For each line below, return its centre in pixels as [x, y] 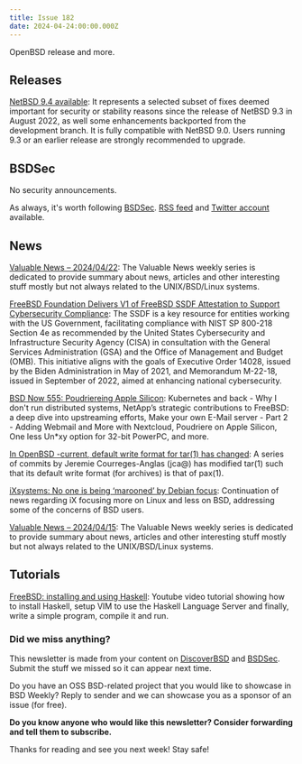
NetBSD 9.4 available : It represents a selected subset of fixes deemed [140, 102]
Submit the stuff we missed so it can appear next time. [110, 668]
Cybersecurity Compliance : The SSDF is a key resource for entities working [150, 313]
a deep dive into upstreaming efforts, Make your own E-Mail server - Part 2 [149, 417]
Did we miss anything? [60, 639]
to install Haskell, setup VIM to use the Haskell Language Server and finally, [149, 606]
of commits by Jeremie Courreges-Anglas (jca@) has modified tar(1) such [146, 463]
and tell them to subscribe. [61, 732]
